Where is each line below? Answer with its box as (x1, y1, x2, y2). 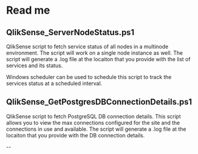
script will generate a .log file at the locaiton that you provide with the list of (6, 56, 191, 62)
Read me (6, 4, 51, 17)
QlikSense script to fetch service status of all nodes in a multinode (6, 43, 168, 50)
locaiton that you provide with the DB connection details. (6, 131, 145, 139)
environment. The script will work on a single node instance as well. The (6, 49, 183, 56)
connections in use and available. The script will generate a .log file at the (6, 125, 186, 133)
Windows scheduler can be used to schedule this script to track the (6, 74, 172, 80)
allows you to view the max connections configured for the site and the (6, 119, 180, 126)
